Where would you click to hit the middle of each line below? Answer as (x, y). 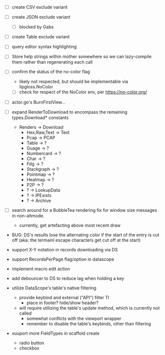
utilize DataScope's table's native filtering (54, 288)
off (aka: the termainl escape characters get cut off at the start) (76, 240)
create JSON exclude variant (41, 17)
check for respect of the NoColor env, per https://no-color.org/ (83, 92)
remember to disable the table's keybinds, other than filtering (89, 323)
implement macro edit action (41, 269)
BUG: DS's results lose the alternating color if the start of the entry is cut (85, 235)
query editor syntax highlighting (44, 47)
